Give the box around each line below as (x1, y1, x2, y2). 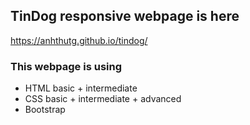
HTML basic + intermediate (24, 82, 138, 94)
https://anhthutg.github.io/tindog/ (10, 34, 148, 46)
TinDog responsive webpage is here (10, 8, 240, 25)
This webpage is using (10, 59, 123, 73)
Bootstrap (24, 104, 66, 116)
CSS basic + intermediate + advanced (24, 93, 182, 105)
